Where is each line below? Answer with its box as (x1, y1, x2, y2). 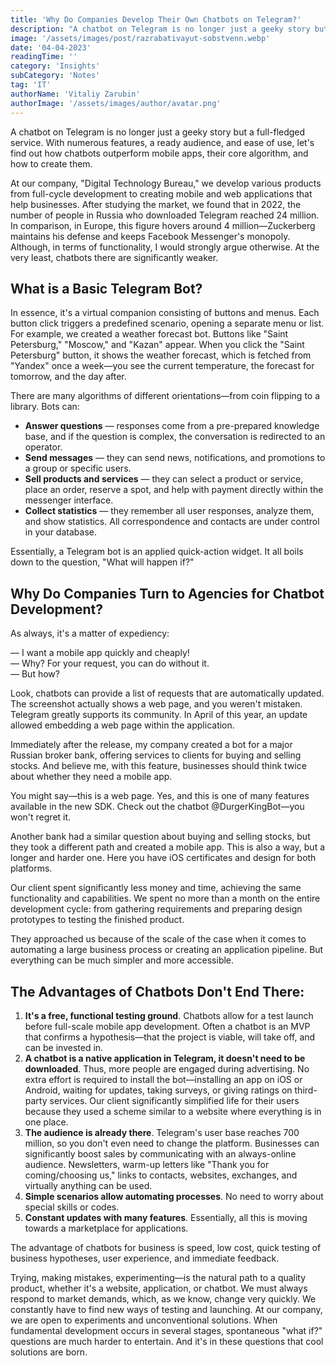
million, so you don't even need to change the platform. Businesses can (24, 1137, 320, 1149)
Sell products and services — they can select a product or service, (24, 473, 304, 485)
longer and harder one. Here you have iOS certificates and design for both (10, 852, 317, 864)
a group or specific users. (24, 462, 132, 475)
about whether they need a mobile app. (10, 771, 173, 783)
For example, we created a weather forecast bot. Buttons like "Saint (10, 328, 289, 340)
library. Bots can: (10, 401, 80, 413)
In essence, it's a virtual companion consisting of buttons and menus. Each (10, 307, 320, 319)
